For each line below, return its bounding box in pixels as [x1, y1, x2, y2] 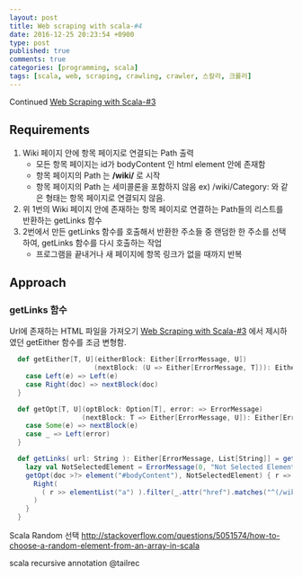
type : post [9, 38, 50, 48]
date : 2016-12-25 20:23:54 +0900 [9, 30, 135, 39]
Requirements [9, 122, 90, 138]
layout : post [9, 13, 58, 22]
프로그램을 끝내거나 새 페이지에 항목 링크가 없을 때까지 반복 [35, 248, 243, 259]
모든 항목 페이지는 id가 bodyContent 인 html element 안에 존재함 [35, 158, 266, 169]
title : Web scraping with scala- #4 [9, 22, 143, 31]
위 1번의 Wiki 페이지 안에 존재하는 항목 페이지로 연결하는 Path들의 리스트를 [22, 203, 284, 214]
